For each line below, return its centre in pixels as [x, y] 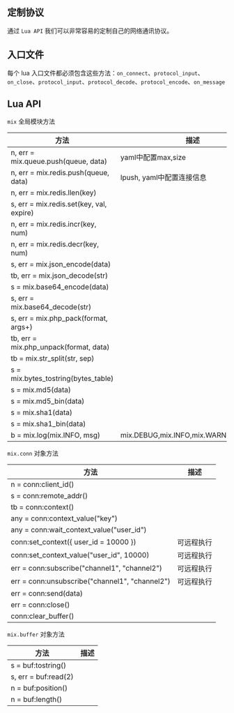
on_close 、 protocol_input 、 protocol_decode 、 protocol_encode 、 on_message [116, 82]
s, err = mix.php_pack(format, [59, 318]
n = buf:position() [39, 688]
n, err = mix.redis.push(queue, [60, 173]
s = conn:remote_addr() [49, 496]
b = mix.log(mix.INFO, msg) [56, 435]
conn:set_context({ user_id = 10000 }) [73, 542]
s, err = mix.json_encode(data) [61, 264]
